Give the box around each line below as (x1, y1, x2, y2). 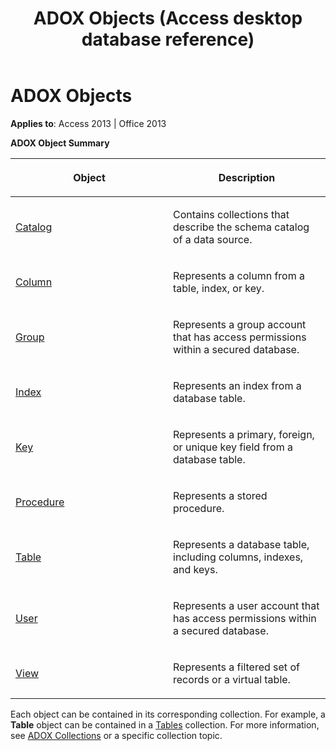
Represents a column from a (173, 268, 306, 282)
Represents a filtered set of (173, 660, 300, 674)
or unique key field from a (173, 440, 293, 454)
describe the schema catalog (173, 220, 310, 234)
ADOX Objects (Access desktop (33, 7, 303, 30)
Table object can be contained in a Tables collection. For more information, (10, 718, 320, 731)
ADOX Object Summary (10, 137, 110, 149)
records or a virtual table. (173, 672, 291, 686)
